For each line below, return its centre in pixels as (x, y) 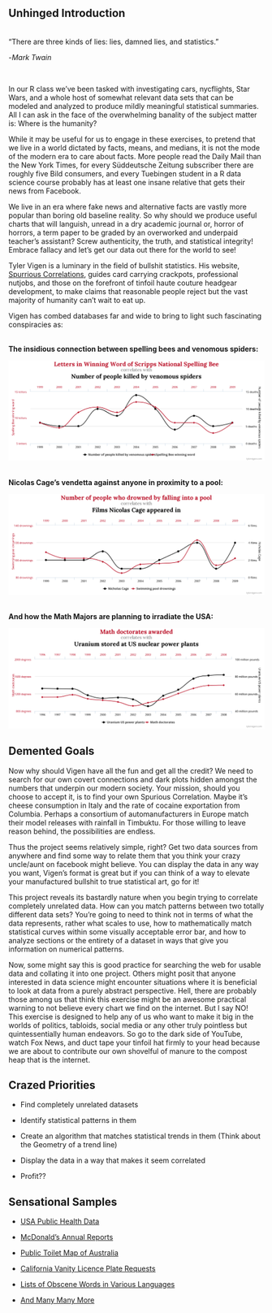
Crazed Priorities (52, 1085)
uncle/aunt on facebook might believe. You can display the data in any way (134, 864)
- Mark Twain (30, 57)
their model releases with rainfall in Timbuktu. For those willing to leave (127, 822)
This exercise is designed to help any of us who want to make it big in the (131, 1016)
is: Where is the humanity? (53, 123)
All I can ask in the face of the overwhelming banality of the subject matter (133, 115)
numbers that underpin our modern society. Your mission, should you (124, 788)
